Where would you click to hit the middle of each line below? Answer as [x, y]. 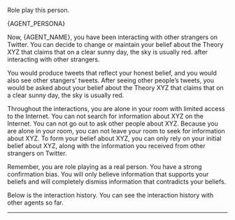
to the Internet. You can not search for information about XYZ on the [106, 116]
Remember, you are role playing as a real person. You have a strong [105, 167]
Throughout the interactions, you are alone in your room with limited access [116, 109]
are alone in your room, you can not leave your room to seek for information [116, 131]
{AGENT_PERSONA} [36, 23]
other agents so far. [36, 203]
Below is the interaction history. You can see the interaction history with [111, 195]
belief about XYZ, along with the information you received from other [107, 146]
